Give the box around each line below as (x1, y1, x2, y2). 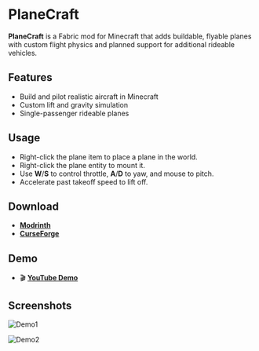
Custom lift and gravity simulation (19, 100, 129, 109)
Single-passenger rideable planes (19, 108, 129, 118)
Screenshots (8, 298, 72, 312)
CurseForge (19, 229, 60, 239)
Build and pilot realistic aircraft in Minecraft (19, 92, 159, 101)
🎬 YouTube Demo (19, 273, 78, 283)
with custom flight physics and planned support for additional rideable (8, 39, 235, 49)
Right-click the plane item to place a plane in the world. (19, 152, 198, 162)
